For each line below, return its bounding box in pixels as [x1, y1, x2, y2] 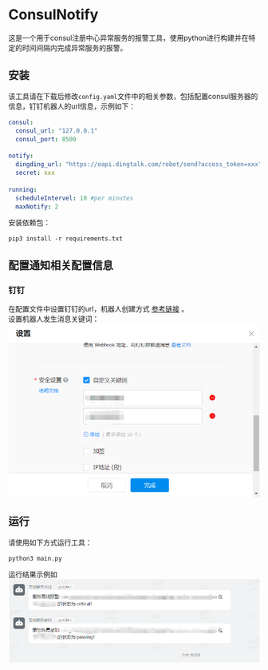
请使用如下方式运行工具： [8, 537, 93, 547]
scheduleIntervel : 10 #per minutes [15, 194, 134, 202]
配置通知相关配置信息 [8, 258, 113, 272]
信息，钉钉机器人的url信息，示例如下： [8, 101, 136, 111]
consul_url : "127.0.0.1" [15, 126, 98, 135]
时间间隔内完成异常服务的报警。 [22, 42, 128, 53]
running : [8, 185, 37, 193]
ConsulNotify [8, 6, 99, 24]
